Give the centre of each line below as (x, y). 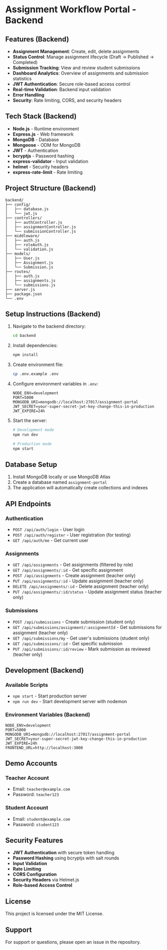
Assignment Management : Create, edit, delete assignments (76, 51)
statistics (22, 78)
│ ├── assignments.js (31, 280)
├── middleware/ (22, 236)
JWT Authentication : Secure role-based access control (72, 84)
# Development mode (33, 430)
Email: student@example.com (41, 819)
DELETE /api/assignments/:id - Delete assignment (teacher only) (81, 586)
